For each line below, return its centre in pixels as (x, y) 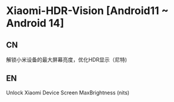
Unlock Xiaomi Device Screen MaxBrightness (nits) (68, 93)
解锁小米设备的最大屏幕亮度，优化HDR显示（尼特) (67, 59)
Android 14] (35, 23)
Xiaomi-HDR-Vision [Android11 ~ (87, 11)
